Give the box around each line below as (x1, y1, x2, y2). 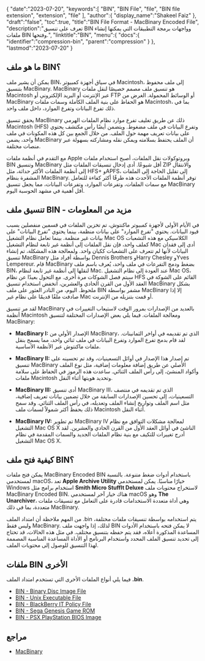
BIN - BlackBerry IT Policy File (15, 601, 92, 608)
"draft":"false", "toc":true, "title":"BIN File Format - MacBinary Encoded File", (6, 18, 199, 25)
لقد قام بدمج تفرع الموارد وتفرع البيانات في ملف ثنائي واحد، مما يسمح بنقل (15, 336, 185, 343)
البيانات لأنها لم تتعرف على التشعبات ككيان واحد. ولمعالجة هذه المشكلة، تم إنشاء (6, 247, 188, 254)
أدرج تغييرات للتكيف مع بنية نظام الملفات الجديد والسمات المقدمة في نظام (15, 430, 185, 438)
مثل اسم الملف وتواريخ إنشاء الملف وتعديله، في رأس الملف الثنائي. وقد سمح (15, 399, 190, 406)
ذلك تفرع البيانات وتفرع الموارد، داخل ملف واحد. (6, 104, 116, 112)
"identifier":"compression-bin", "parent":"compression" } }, (6, 38, 155, 45)
